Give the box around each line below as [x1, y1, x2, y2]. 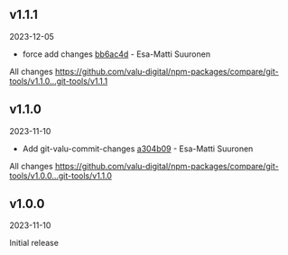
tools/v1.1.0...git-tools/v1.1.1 [9, 76, 108, 87]
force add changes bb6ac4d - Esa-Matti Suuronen [22, 49, 210, 59]
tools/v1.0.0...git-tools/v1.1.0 [9, 170, 113, 181]
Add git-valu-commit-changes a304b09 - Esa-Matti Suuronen [22, 143, 254, 154]
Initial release [9, 238, 59, 249]
